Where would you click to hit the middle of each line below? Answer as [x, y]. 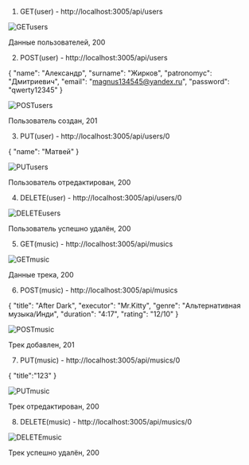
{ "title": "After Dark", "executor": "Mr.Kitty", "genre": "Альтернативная [124, 306]
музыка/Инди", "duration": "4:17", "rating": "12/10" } [93, 314]
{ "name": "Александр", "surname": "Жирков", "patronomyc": [110, 73]
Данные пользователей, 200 [57, 42]
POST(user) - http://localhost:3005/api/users [94, 58]
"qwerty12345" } [36, 90]
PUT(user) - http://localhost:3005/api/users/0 [95, 136]
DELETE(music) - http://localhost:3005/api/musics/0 [106, 422]
